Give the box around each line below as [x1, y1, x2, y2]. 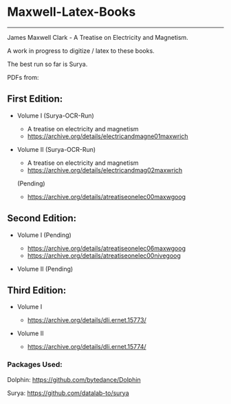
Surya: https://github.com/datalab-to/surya [7, 389, 129, 397]
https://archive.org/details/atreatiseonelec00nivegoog [27, 251, 181, 260]
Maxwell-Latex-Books [7, 4, 136, 20]
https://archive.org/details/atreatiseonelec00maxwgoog [27, 192, 186, 201]
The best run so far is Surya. [7, 60, 88, 68]
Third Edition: [7, 284, 67, 296]
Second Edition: [7, 212, 77, 224]
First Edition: [7, 93, 63, 105]
